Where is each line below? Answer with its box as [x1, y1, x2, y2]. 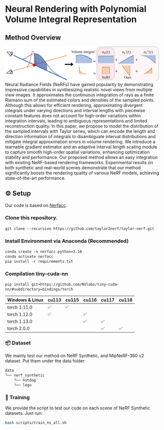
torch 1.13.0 [7, 318, 33, 324]
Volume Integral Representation [5, 14, 137, 25]
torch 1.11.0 [7, 304, 33, 310]
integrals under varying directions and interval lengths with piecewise [5, 107, 145, 113]
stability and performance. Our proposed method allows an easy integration [5, 154, 158, 160]
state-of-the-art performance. [5, 175, 66, 181]
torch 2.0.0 [7, 326, 30, 332]
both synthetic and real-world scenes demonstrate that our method [5, 165, 141, 170]
